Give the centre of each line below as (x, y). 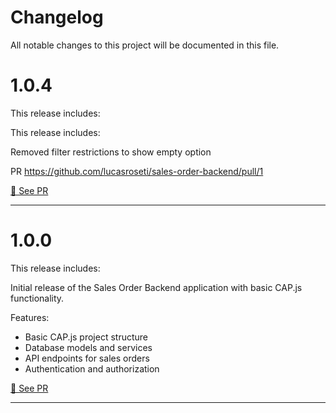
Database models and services (88, 347)
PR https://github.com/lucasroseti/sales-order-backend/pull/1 (137, 171)
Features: (30, 317)
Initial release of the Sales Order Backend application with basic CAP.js (156, 287)
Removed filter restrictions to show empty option (111, 152)
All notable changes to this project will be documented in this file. (145, 45)
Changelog (57, 17)
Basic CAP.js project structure (86, 337)
